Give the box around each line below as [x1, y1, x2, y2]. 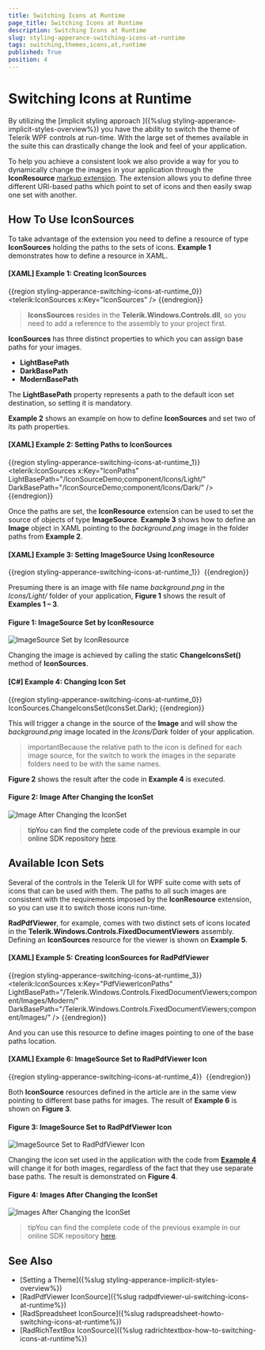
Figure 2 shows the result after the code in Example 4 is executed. [8, 774, 225, 784]
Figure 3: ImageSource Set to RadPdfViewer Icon [8, 1122, 172, 1132]
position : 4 [8, 56, 47, 64]
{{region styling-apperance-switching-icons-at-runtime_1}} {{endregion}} [8, 567, 249, 577]
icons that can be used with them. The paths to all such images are [8, 886, 227, 895]
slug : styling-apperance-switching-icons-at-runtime [8, 33, 186, 42]
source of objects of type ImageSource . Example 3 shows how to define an [8, 515, 256, 524]
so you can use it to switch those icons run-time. [8, 902, 168, 912]
